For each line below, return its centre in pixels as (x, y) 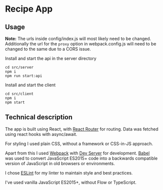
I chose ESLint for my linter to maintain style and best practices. (69, 173)
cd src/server (19, 67)
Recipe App (29, 9)
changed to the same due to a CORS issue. (48, 49)
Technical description (39, 117)
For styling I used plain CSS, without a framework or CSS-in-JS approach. (79, 143)
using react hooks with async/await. (41, 134)
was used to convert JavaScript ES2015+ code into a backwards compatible (81, 158)
